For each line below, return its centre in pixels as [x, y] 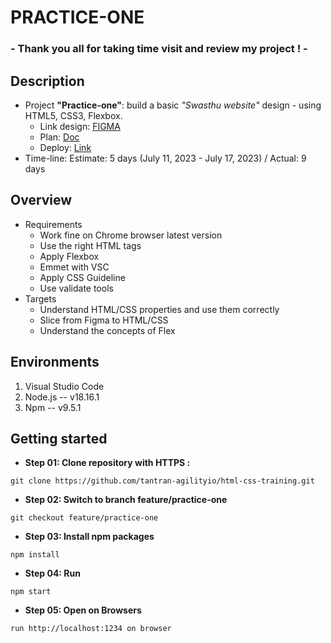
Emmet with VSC [74, 267]
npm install [35, 555]
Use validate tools [76, 288]
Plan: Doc [59, 137]
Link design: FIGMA [80, 126]
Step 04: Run [52, 573]
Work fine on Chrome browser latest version [131, 235]
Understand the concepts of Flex [107, 330]
